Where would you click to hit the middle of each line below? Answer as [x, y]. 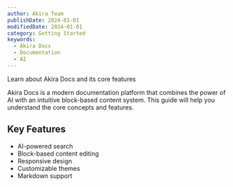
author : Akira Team [36, 14]
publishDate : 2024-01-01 [43, 20]
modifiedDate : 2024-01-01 [45, 27]
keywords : [22, 40]
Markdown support [45, 176]
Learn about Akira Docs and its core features [72, 79]
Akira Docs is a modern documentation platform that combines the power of [116, 92]
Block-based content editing [58, 154]
